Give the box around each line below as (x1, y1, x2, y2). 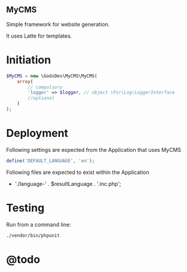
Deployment (6, 127, 69, 140)
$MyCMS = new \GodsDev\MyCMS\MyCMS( (6, 73, 97, 79)
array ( (17, 78, 33, 84)
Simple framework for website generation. (6, 20, 110, 27)
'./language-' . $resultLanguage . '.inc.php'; (14, 180, 121, 187)
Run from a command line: (6, 221, 71, 228)
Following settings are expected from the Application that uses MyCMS (6, 146, 182, 153)
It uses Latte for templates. (6, 32, 72, 39)
